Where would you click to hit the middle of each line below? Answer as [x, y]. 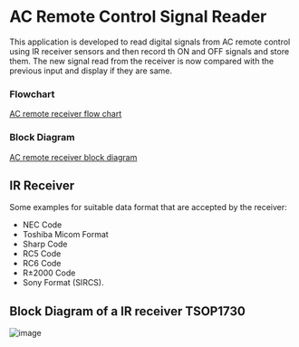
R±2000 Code [49, 273]
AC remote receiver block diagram [73, 157]
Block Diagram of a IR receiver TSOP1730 [128, 311]
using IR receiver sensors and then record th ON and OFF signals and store [149, 51]
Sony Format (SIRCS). [63, 283]
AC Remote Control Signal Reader [138, 17]
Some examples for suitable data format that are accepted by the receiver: [148, 207]
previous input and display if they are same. [91, 71]
